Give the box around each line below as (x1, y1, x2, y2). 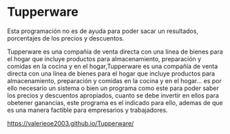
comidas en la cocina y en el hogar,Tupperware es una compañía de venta (7, 62, 218, 70)
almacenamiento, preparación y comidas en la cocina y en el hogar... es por (7, 76, 222, 85)
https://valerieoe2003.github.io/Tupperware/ (7, 119, 134, 127)
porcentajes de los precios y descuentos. (7, 34, 125, 42)
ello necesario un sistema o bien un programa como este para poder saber (7, 84, 219, 92)
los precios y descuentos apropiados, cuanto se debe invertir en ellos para (7, 91, 219, 100)
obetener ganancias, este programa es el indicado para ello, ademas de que (7, 98, 223, 107)
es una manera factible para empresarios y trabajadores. (7, 106, 168, 114)
